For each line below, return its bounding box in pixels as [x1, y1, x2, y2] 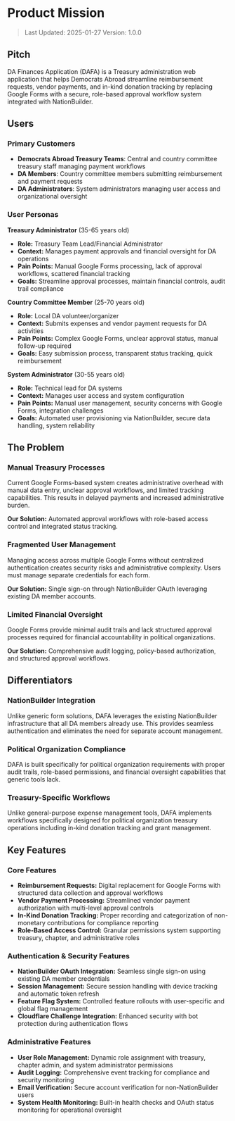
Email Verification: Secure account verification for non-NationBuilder [17, 1083, 219, 1091]
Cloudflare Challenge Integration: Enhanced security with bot [17, 1012, 199, 1020]
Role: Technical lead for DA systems [17, 384, 123, 392]
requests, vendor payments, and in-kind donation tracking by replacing [7, 82, 213, 91]
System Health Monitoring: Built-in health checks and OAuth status [17, 1098, 215, 1106]
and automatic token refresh [17, 989, 100, 998]
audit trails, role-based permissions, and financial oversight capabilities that [7, 768, 227, 776]
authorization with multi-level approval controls [17, 903, 154, 912]
